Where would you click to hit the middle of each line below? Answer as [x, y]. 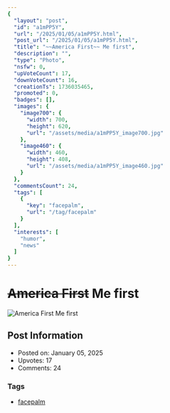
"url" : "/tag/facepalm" [62, 213]
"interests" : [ [36, 232]
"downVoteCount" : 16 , [46, 80]
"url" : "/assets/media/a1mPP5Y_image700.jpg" [95, 133]
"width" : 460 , [47, 153]
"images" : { [32, 107]
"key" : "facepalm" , [55, 206]
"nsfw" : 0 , [30, 67]
